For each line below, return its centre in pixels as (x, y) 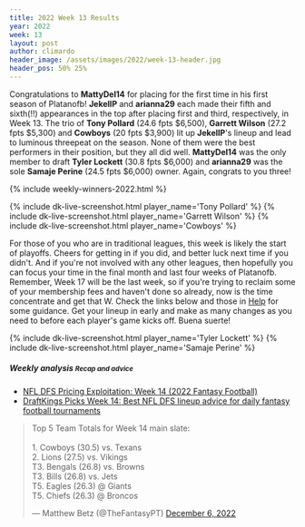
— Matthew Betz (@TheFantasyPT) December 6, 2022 (133, 512)
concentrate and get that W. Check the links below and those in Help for (144, 301)
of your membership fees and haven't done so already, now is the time (142, 291)
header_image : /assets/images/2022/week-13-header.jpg (115, 60)
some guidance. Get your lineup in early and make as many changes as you (151, 310)
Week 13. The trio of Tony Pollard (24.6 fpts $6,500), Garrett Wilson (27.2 (148, 122)
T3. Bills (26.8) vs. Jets (74, 476)
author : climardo (42, 52)
